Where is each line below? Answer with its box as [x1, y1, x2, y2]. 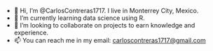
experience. [13, 28, 49, 37]
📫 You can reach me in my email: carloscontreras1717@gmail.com [13, 37, 206, 44]
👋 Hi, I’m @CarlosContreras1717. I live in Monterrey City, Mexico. [13, 7, 199, 14]
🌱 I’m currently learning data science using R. [13, 14, 145, 22]
